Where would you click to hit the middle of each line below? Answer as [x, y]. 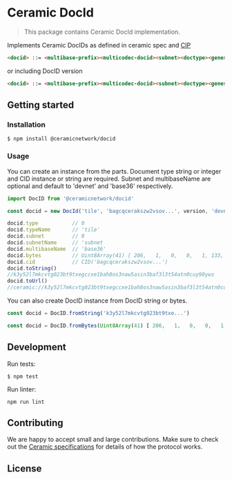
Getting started [41, 105]
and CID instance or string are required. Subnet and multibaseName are [109, 179]
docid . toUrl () [28, 281]
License [25, 468]
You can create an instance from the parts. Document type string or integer [114, 171]
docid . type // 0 [46, 223]
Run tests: [21, 364]
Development [37, 347]
